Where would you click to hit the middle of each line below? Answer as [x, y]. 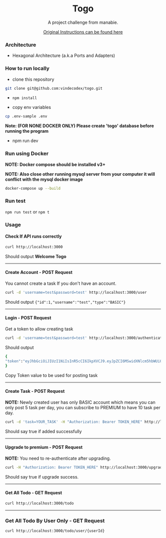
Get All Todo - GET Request [34, 493]
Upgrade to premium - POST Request [44, 447]
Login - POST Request [28, 318]
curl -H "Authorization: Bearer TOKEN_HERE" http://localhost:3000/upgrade [85, 467]
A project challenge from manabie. [83, 22]
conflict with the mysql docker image [44, 179]
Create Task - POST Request [35, 391]
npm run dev [25, 141]
